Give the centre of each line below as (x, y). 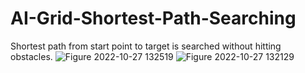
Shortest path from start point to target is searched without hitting (146, 46)
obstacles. (31, 56)
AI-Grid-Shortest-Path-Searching (153, 18)
